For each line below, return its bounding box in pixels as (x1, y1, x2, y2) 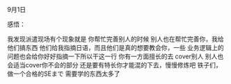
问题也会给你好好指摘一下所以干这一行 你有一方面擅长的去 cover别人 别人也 (7, 52, 224, 60)
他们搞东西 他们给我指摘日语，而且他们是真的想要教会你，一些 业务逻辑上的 (7, 44, 224, 51)
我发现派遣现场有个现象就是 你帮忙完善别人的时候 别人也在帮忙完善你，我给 (7, 35, 224, 43)
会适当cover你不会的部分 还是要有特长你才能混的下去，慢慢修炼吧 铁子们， (7, 61, 223, 69)
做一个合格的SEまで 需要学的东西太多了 (7, 69, 120, 78)
